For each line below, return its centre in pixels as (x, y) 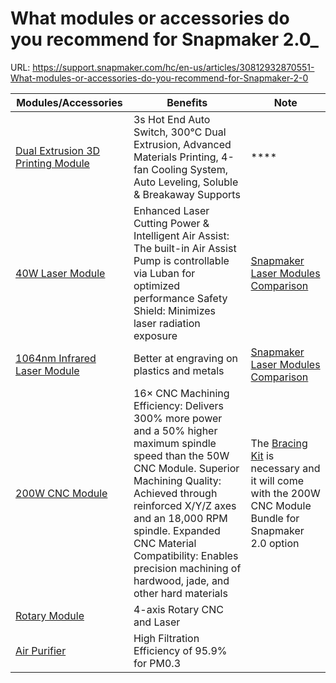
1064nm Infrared (56, 358)
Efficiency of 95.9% (180, 650)
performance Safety (180, 298)
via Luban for (164, 273)
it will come (277, 480)
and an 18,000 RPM (180, 518)
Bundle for (275, 518)
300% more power (178, 418)
